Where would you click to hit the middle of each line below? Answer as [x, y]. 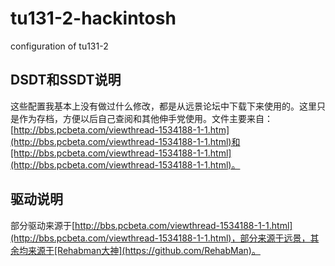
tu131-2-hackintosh [93, 18]
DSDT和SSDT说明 [66, 80]
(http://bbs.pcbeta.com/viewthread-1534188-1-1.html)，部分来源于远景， [160, 238]
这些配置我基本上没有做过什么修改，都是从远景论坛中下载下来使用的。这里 [163, 106]
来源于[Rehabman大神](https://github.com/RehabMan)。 [144, 250]
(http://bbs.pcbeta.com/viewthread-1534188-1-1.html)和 [125, 141]
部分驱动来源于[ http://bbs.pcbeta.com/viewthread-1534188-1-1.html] [151, 225]
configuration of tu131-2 [59, 46]
